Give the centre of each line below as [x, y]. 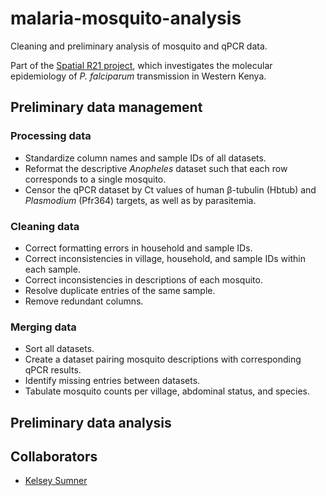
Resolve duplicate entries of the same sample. [120, 290]
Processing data [51, 136]
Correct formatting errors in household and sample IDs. [138, 248]
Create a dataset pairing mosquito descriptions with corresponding [163, 359]
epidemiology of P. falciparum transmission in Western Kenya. [138, 76]
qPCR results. [53, 370]
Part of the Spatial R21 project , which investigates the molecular [141, 65]
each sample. [52, 269]
